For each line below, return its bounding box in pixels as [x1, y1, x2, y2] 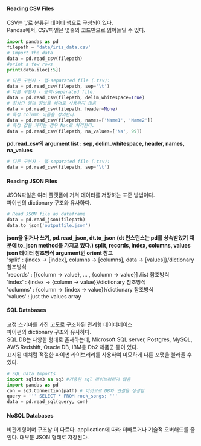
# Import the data [7, 50, 53, 56]
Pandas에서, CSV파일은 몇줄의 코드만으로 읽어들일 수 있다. [7, 27, 146, 34]
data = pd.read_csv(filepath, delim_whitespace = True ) [7, 94, 145, 101]
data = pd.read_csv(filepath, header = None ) [7, 106, 118, 112]
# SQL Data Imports [7, 370, 56, 376]
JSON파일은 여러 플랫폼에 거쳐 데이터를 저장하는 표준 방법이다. [7, 191, 155, 199]
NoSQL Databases [7, 412, 54, 419]
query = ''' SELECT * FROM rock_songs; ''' [7, 393, 118, 399]
